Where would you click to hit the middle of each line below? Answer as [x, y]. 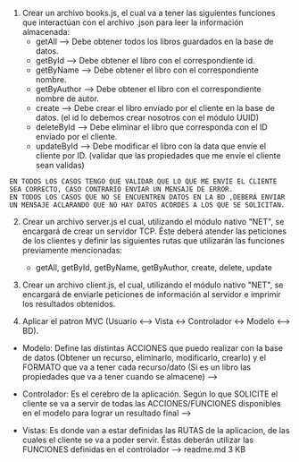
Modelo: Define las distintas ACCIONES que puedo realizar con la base [153, 348]
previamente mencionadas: [72, 250]
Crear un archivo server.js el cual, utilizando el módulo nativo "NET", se [153, 222]
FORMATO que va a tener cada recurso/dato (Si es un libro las [137, 367]
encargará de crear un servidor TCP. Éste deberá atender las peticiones [154, 231]
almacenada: [46, 32]
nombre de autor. [67, 98]
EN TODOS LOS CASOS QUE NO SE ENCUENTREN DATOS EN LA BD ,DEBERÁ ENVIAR [147, 197]
